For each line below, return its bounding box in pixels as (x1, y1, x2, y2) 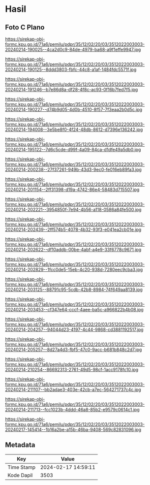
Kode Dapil (7, 472, 33, 479)
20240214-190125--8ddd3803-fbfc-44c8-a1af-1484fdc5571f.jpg (5, 66, 137, 72)
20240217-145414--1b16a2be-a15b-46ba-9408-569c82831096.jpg (5, 427, 142, 432)
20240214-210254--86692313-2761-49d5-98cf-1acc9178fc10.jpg (5, 367, 139, 372)
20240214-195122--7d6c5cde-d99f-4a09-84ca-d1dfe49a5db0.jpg (5, 147, 141, 152)
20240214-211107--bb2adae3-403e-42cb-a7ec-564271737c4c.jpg (5, 387, 141, 392)
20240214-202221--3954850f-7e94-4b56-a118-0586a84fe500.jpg (5, 207, 142, 212)
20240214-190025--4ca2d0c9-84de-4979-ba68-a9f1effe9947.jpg (5, 47, 141, 52)
